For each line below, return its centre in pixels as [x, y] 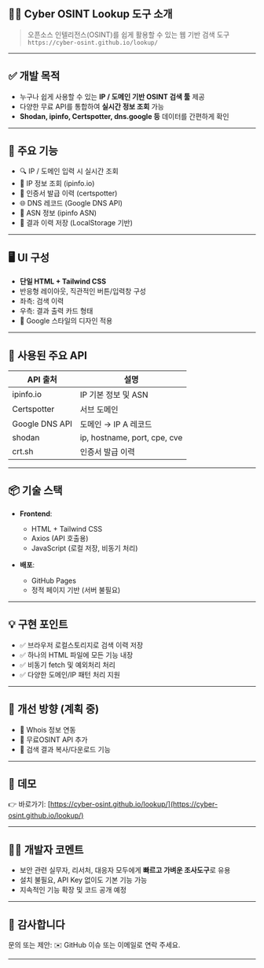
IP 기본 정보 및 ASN [114, 395]
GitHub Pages [54, 580]
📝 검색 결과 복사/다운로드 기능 [65, 749]
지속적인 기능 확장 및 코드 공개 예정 [73, 890]
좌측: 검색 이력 [42, 301]
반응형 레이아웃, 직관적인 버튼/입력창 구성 [83, 291]
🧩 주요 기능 [33, 151]
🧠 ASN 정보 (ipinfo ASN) [58, 213]
